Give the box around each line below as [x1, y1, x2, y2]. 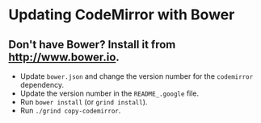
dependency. [19, 80, 65, 89]
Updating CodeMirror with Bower [8, 6, 235, 24]
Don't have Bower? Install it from [8, 38, 176, 51]
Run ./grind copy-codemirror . [19, 106, 121, 115]
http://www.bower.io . [8, 50, 120, 64]
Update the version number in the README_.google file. [19, 88, 200, 98]
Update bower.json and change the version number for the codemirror [19, 72, 254, 81]
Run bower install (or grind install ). [19, 97, 148, 106]
